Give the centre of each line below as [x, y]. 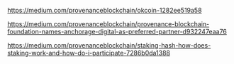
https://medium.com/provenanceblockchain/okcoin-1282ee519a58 [105, 10]
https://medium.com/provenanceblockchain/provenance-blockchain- [108, 24]
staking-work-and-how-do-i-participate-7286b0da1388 [89, 53]
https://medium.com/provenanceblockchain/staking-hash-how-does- [109, 45]
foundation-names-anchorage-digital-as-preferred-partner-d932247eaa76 [117, 32]
